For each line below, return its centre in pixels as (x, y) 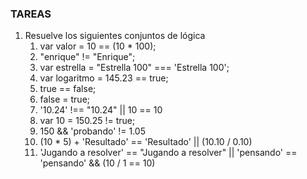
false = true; (65, 99)
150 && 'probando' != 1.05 (93, 131)
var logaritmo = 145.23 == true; (104, 78)
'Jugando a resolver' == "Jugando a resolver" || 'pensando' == (168, 153)
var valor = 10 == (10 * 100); (98, 46)
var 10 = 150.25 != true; (87, 121)
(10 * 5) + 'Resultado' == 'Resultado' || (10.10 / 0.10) (146, 142)
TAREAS (31, 14)
